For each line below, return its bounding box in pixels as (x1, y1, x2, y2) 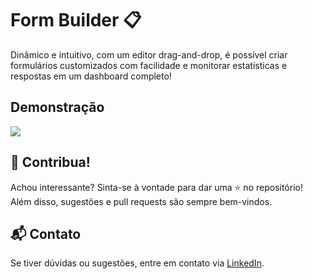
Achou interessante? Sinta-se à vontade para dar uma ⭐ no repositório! (10, 181, 303, 193)
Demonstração (10, 99, 105, 116)
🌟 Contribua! (10, 154, 91, 171)
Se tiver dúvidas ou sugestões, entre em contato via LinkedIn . (10, 257, 265, 269)
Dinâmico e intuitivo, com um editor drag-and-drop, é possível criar (10, 48, 288, 61)
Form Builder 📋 (10, 9, 142, 32)
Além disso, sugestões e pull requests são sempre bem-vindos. (10, 195, 273, 207)
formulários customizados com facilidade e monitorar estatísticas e (10, 59, 288, 71)
